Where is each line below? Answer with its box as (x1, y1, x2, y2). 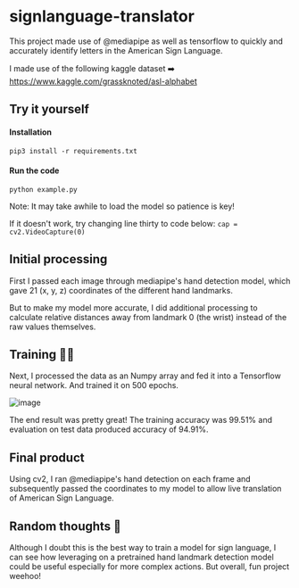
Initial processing (9, 252, 108, 267)
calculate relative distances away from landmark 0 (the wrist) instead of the (9, 311, 287, 322)
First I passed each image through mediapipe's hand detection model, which (9, 275, 291, 286)
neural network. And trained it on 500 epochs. (9, 380, 179, 391)
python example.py (9, 185, 78, 194)
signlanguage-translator (9, 6, 195, 27)
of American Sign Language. (9, 493, 114, 503)
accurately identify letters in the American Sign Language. (9, 45, 223, 55)
